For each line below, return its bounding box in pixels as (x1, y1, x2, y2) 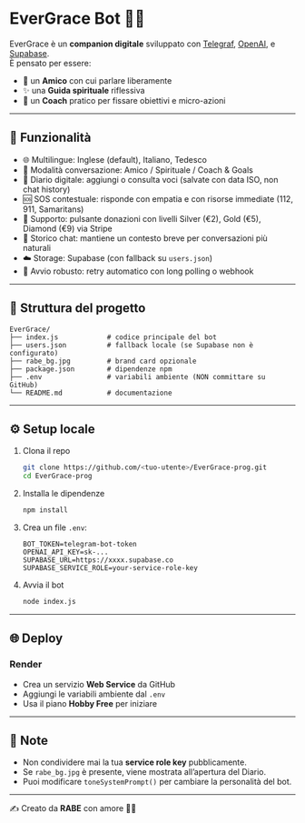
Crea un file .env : (22, 522, 88, 533)
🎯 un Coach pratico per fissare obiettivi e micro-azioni (22, 95, 226, 105)
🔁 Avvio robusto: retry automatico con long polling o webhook (22, 266, 254, 276)
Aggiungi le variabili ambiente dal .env (22, 688, 166, 699)
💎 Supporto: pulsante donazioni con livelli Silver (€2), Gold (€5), (22, 213, 261, 224)
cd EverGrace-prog (22, 472, 93, 481)
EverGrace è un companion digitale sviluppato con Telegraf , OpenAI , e (9, 38, 276, 49)
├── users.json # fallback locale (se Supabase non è (9, 340, 254, 349)
